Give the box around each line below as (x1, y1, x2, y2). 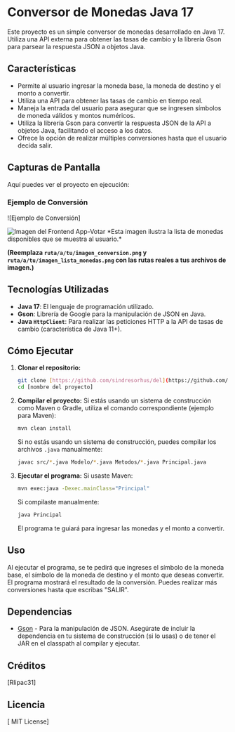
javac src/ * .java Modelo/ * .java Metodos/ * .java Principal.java (17, 459, 207, 466)
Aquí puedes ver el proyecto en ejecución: (7, 180, 130, 188)
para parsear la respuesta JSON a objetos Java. (7, 42, 146, 51)
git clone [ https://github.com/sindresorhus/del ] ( (17, 377, 169, 384)
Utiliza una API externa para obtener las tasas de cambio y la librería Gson (7, 34, 222, 43)
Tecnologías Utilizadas (7, 284, 109, 296)
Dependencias (7, 606, 72, 617)
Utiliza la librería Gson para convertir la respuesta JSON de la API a (17, 119, 212, 127)
